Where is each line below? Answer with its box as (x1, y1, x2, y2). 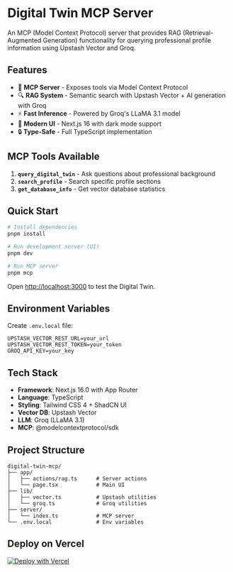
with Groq (17, 101, 47, 109)
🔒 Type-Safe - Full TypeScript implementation (17, 127, 152, 136)
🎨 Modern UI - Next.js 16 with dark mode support (17, 119, 161, 128)
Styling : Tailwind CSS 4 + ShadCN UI (17, 401, 127, 409)
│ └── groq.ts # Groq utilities (7, 500, 147, 507)
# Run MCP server (7, 263, 59, 270)
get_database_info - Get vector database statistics (17, 185, 166, 193)
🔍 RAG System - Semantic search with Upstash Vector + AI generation (17, 91, 227, 99)
